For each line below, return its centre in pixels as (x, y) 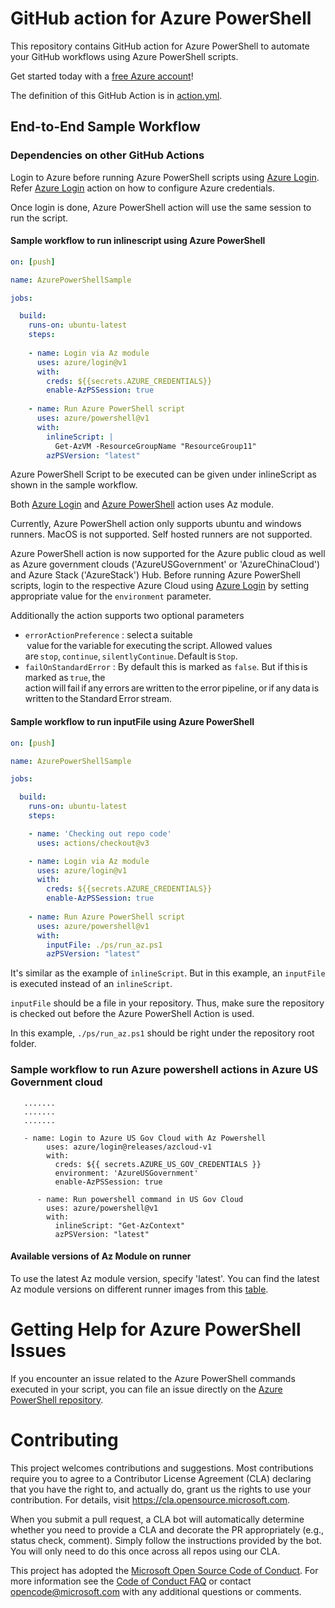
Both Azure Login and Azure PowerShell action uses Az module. (142, 504)
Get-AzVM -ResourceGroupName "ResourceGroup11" (155, 446)
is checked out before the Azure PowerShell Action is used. (132, 1014)
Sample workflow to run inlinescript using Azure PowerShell (138, 241)
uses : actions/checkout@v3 (93, 843)
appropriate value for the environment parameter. (111, 596)
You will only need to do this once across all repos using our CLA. (145, 1551)
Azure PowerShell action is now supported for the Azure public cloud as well (168, 554)
